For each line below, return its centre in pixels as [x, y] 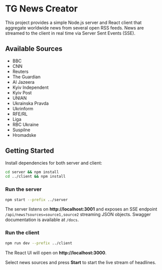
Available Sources [34, 49]
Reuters [20, 71]
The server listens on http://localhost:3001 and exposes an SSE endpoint [81, 209]
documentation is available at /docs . [42, 220]
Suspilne [21, 130]
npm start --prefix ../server [37, 200]
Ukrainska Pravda [30, 103]
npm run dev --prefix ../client [39, 243]
